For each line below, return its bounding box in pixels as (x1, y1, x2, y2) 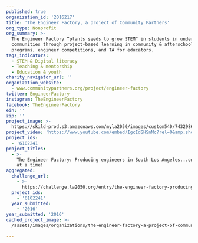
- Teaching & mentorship (11, 63, 72, 70)
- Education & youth (11, 69, 62, 75)
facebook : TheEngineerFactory (6, 101, 81, 108)
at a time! (16, 162, 44, 168)
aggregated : (6, 168, 35, 174)
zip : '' (6, 113, 25, 119)
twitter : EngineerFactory (6, 91, 70, 97)
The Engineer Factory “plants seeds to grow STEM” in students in (11, 36, 178, 42)
